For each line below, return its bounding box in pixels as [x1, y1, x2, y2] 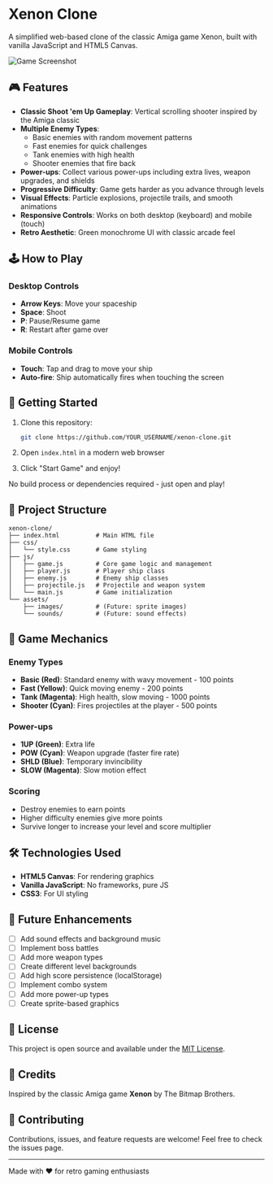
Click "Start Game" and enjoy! [19, 464, 120, 473]
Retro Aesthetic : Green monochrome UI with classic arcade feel [19, 227, 236, 237]
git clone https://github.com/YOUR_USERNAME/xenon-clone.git [19, 433, 232, 442]
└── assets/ [8, 595, 49, 604]
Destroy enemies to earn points [19, 804, 126, 814]
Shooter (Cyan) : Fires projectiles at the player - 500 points [19, 700, 218, 710]
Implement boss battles [19, 943, 99, 953]
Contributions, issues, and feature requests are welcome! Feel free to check [8, 1134, 262, 1144]
